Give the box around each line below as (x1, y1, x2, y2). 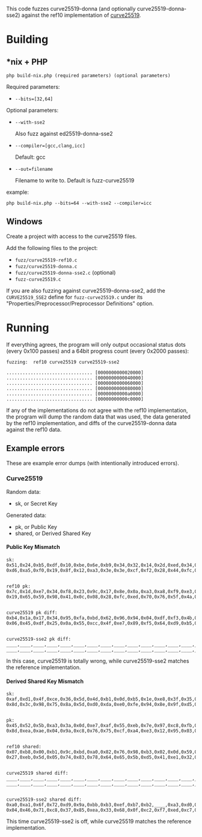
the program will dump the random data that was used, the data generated (6, 413, 191, 420)
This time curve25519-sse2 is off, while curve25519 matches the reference (6, 818, 192, 825)
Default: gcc (14, 153, 46, 161)
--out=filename (14, 166, 54, 172)
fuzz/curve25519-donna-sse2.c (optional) (14, 269, 116, 276)
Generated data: (6, 512, 47, 519)
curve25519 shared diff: (6, 770, 69, 777)
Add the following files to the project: (6, 244, 98, 251)
